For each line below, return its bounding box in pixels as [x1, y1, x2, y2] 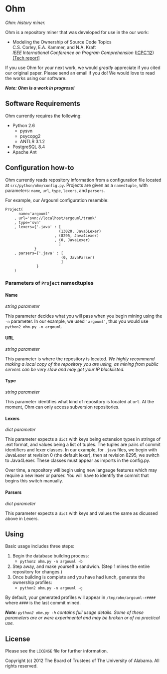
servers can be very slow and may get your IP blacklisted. [5, 366, 125, 372]
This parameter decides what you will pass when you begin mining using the [5, 313, 163, 319]
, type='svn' [14, 220, 41, 225]
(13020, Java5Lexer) [58, 229, 101, 234]
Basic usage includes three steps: [5, 543, 75, 549]
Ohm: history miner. [5, 20, 46, 26]
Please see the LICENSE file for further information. [5, 648, 108, 654]
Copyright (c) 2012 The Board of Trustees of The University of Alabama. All [5, 657, 160, 663]
